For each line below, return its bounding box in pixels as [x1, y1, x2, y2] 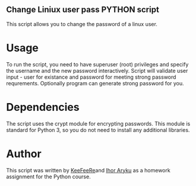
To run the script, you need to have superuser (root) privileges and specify [6, 60, 189, 68]
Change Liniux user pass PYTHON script [6, 5, 159, 15]
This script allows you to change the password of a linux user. [6, 20, 157, 27]
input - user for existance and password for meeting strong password [6, 73, 176, 81]
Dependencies [6, 100, 80, 114]
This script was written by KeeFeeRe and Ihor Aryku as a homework [6, 166, 170, 174]
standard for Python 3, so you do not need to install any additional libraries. [6, 126, 190, 133]
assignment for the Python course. [6, 173, 91, 180]
